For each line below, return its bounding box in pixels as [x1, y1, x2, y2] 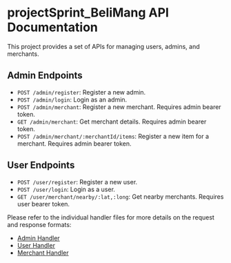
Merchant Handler [17, 249, 69, 257]
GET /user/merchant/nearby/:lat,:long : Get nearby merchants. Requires [17, 192, 224, 201]
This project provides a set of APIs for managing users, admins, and [7, 42, 200, 50]
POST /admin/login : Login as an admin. [17, 95, 128, 104]
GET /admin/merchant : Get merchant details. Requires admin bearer [17, 117, 207, 126]
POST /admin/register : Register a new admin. [17, 88, 146, 96]
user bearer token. [17, 199, 70, 208]
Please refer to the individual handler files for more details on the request [7, 213, 215, 222]
